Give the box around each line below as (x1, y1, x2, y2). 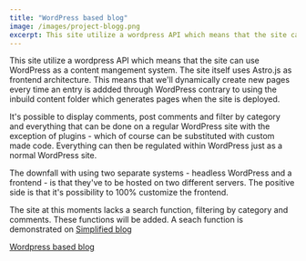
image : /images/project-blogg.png (9, 22, 141, 31)
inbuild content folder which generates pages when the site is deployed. (9, 94, 280, 105)
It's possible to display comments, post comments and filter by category (9, 111, 280, 123)
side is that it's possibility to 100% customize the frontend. (9, 187, 229, 198)
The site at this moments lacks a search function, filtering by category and (9, 205, 289, 216)
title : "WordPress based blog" (9, 13, 128, 23)
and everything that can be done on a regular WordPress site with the (9, 121, 270, 132)
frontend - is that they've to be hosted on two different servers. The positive (9, 177, 295, 188)
